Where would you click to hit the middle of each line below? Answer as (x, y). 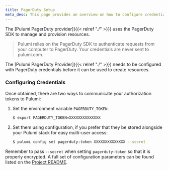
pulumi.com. (30, 54)
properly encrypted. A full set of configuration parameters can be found (80, 156)
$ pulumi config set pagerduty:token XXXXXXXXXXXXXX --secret (79, 142)
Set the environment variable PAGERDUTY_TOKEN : (61, 108)
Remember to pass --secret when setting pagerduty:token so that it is (78, 151)
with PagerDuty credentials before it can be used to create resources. (77, 69)
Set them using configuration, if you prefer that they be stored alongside (87, 127)
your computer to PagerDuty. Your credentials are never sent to (83, 49)
